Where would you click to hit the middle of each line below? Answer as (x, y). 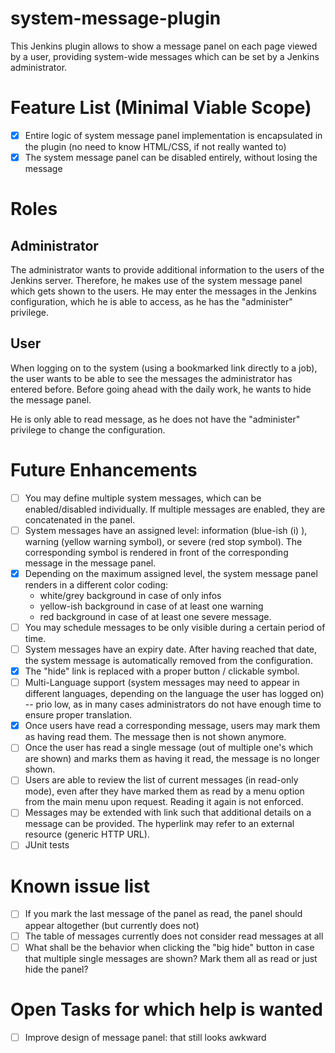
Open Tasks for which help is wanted (166, 1009)
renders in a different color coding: (96, 584)
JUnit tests (47, 845)
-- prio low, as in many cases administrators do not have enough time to (173, 704)
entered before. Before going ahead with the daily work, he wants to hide (161, 389)
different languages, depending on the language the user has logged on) (174, 694)
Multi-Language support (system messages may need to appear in (162, 683)
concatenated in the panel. (80, 519)
